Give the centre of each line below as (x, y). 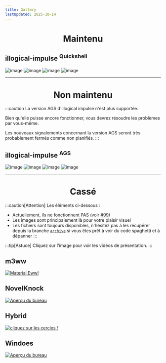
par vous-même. (22, 123)
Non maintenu (83, 95)
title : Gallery (21, 10)
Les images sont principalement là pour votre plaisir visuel (71, 220)
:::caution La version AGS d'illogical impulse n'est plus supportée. (72, 109)
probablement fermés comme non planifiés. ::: (52, 138)
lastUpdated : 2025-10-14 (31, 14)
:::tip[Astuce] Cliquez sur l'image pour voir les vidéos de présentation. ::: (79, 245)
